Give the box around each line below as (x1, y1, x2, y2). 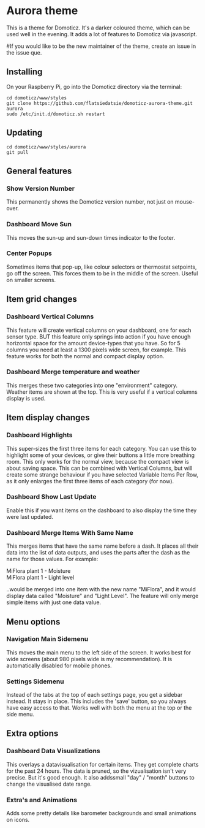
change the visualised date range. (6, 780, 92, 788)
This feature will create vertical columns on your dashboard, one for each (6, 326, 192, 334)
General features (6, 166, 72, 176)
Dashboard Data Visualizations (6, 746, 100, 755)
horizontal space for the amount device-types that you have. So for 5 (6, 339, 181, 347)
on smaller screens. (6, 276, 56, 283)
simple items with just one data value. (6, 599, 102, 606)
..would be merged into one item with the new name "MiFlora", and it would (6, 586, 196, 593)
